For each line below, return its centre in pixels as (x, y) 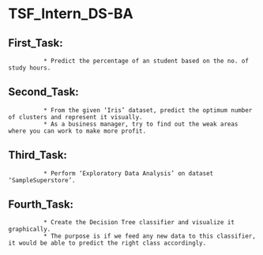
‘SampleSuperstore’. (42, 180)
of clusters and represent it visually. (76, 117)
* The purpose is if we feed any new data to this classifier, (150, 236)
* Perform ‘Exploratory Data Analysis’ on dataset (128, 173)
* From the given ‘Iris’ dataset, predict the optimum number (148, 110)
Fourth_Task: (41, 205)
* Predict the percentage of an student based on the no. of (146, 61)
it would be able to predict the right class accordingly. (107, 243)
